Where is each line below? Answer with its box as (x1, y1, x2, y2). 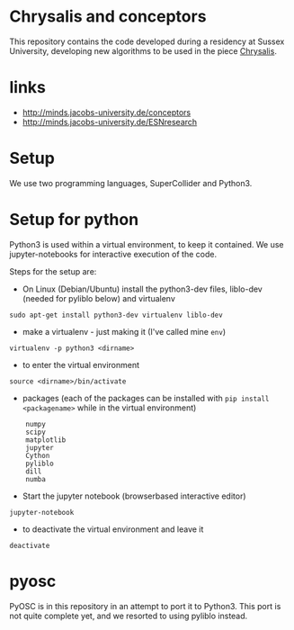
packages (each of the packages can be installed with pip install (22, 392, 270, 403)
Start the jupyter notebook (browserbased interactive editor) (22, 490, 246, 501)
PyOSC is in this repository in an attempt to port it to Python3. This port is (9, 600, 281, 611)
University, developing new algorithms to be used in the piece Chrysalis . (9, 45, 277, 56)
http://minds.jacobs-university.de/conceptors (22, 106, 192, 118)
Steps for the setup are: (9, 265, 97, 276)
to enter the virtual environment (22, 359, 140, 370)
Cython (25, 451, 50, 460)
